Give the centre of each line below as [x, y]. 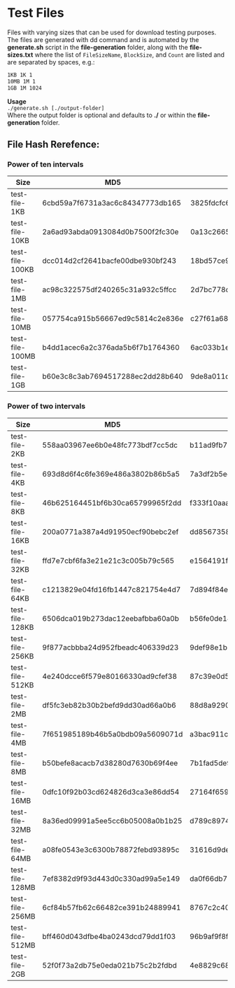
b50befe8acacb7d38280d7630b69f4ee [110, 763]
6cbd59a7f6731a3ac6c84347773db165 [112, 203]
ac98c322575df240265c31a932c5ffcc [109, 290]
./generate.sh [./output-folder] [56, 108]
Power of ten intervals [45, 164]
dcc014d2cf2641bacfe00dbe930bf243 [109, 261]
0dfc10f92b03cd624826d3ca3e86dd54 [111, 792]
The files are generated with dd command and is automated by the [103, 39]
